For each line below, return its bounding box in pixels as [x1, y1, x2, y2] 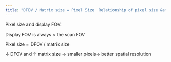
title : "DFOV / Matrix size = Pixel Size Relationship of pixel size [5, 7, 158, 13]
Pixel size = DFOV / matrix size [5, 41, 70, 47]
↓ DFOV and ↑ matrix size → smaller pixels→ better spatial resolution [5, 51, 151, 57]
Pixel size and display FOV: [5, 21, 62, 27]
